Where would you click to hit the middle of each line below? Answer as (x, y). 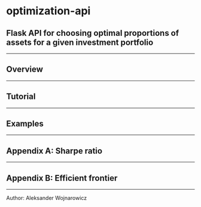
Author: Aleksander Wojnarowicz (47, 198)
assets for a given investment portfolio (80, 42)
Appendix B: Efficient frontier (62, 178)
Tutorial (21, 97)
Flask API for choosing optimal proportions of (93, 33)
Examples (25, 124)
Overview (25, 69)
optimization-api (48, 11)
